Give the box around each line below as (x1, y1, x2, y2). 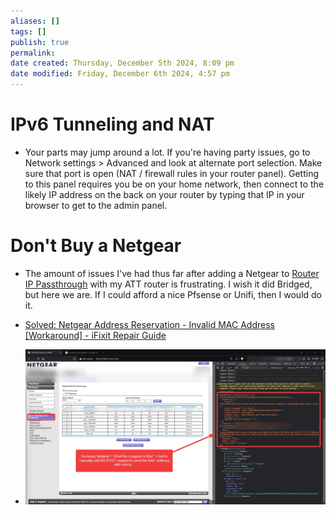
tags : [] (10, 26, 47, 37)
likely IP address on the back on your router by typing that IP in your (24, 188, 305, 200)
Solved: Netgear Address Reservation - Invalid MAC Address (24, 318, 275, 330)
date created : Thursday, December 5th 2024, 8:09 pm (10, 58, 235, 69)
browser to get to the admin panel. (24, 199, 168, 211)
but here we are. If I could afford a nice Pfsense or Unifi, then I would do (24, 288, 323, 300)
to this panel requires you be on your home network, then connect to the (24, 178, 325, 190)
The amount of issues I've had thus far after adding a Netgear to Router (24, 267, 320, 279)
